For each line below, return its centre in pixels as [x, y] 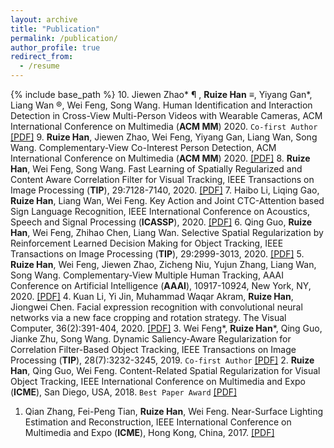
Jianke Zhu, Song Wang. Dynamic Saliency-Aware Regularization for [151, 339]
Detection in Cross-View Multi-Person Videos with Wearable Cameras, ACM [166, 115]
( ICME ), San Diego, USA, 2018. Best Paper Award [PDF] [124, 392]
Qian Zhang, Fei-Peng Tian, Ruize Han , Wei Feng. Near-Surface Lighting [173, 411]
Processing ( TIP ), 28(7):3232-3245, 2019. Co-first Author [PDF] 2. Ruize [162, 360]
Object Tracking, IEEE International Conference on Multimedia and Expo [158, 381]
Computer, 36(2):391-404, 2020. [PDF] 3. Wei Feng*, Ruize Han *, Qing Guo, [166, 328]
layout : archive [44, 19]
